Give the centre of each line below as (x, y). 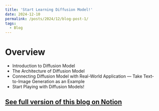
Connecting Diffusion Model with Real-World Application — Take (77, 76)
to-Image (21, 82)
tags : (11, 23)
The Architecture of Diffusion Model (48, 71)
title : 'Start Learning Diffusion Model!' (49, 10)
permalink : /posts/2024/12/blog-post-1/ (47, 19)
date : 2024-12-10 (23, 14)
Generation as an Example (58, 82)
